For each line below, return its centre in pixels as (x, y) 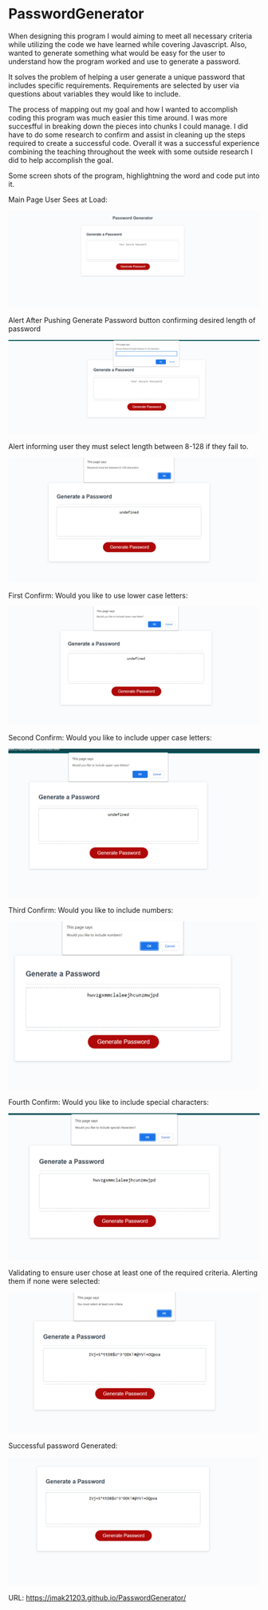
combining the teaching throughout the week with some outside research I (130, 152)
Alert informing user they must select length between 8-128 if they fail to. (128, 447)
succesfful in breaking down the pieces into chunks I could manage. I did (128, 126)
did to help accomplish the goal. (61, 160)
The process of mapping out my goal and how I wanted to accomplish (123, 109)
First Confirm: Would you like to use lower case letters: (98, 596)
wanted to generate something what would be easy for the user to (117, 53)
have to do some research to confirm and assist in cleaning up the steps (127, 134)
